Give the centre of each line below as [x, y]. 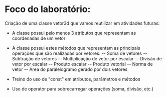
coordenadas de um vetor [39, 38]
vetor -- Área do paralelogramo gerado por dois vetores [70, 69]
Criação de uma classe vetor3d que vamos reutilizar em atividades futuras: [82, 23]
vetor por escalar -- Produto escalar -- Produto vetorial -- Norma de [82, 64]
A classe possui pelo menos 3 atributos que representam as [74, 33]
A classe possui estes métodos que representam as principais [76, 48]
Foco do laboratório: [48, 9]
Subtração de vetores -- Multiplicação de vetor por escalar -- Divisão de [87, 58]
